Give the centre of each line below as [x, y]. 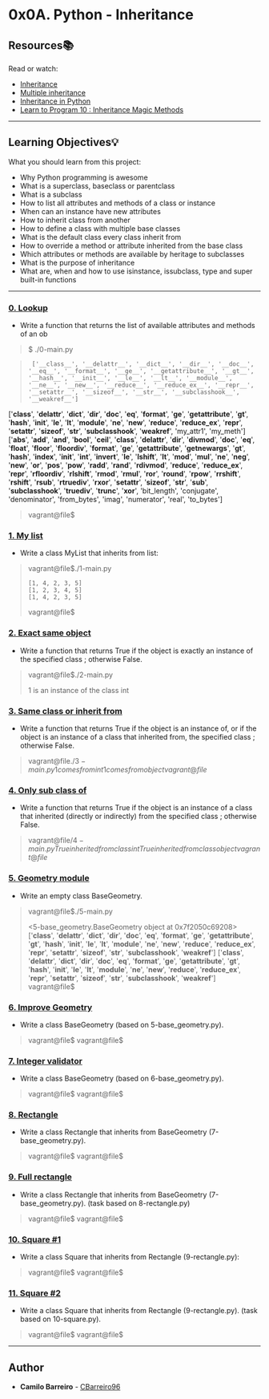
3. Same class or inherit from [65, 711]
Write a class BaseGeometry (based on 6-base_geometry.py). [122, 1079]
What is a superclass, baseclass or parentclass [97, 185]
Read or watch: [33, 69]
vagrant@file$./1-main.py [70, 569]
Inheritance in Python [55, 101]
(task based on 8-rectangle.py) [139, 1203]
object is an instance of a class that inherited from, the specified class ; [137, 737]
